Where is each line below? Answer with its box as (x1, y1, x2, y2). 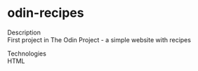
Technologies (7, 49, 47, 58)
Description (7, 28, 41, 37)
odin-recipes (7, 5, 84, 21)
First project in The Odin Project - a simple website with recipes (7, 35, 192, 44)
